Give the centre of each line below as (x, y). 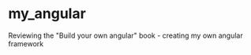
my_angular (47, 14)
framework (26, 43)
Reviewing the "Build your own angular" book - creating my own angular (126, 35)
